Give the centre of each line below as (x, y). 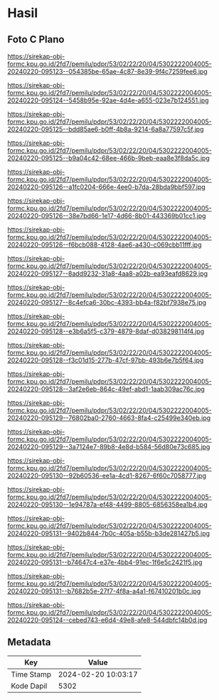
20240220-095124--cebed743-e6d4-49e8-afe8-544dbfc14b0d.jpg (107, 620)
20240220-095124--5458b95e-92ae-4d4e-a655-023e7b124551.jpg (108, 100)
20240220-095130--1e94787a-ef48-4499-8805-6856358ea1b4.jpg (107, 505)
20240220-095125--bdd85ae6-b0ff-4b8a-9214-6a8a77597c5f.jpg (106, 129)
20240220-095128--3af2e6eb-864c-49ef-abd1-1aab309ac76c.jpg (106, 389)
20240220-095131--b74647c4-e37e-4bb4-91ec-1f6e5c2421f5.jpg (105, 562)
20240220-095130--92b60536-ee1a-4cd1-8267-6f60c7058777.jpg (107, 475)
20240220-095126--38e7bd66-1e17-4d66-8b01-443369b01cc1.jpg (107, 216)
